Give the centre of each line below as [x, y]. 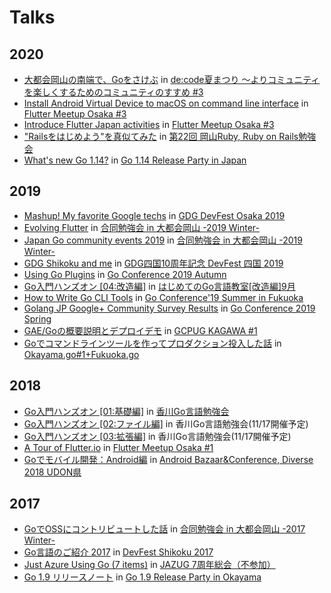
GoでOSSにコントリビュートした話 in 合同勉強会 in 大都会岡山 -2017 [164, 529]
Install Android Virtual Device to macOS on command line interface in [166, 103]
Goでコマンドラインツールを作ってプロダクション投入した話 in [152, 343]
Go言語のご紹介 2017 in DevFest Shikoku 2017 [118, 552]
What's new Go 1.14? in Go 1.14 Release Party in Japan [135, 160]
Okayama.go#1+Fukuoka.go [81, 354]
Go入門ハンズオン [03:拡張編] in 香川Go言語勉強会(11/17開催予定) [157, 436]
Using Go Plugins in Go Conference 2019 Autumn [125, 274]
